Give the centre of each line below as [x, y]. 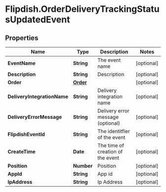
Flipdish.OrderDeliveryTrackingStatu [82, 9]
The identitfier [113, 131]
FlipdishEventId [26, 134]
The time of [111, 145]
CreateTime [22, 152]
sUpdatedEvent [38, 20]
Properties [22, 38]
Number [83, 166]
